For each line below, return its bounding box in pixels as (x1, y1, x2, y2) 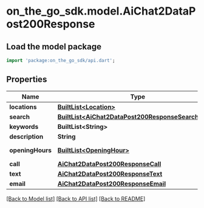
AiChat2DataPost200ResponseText (57, 169, 163, 178)
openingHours (9, 146, 52, 154)
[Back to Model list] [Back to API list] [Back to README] (6, 195, 146, 202)
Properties (6, 74, 47, 85)
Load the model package (6, 41, 102, 52)
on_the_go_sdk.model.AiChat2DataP (6, 4, 196, 18)
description (9, 132, 44, 140)
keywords (9, 122, 39, 131)
